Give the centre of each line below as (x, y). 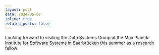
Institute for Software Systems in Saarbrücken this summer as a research (80, 43)
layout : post (19, 10)
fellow (11, 48)
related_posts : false (27, 24)
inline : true (19, 19)
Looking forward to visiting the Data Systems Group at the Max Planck (77, 38)
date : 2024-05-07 (23, 14)
